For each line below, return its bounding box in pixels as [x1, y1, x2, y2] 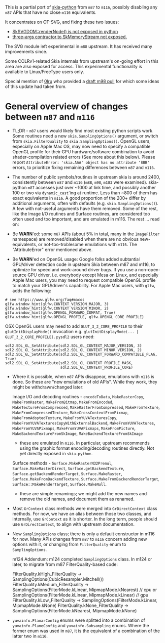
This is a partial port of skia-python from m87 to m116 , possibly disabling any [5, 4, 158, 10]
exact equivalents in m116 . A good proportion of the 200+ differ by [12, 195, 146, 201]
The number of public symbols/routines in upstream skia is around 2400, [12, 174, 161, 180]
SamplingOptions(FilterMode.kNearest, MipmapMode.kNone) [12, 607, 137, 613]
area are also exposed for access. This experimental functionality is [5, 64, 142, 69]
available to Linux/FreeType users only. [5, 69, 85, 75]
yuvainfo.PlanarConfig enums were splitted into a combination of [12, 617, 145, 623]
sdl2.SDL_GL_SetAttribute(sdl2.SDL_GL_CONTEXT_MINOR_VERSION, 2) [5, 347, 142, 352]
